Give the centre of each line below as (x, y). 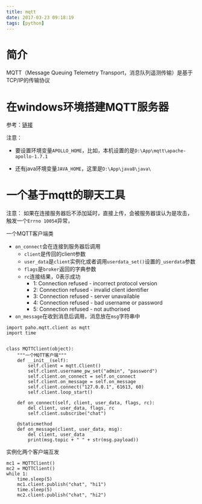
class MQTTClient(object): (40, 349)
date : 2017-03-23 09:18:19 (40, 18)
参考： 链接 (20, 125)
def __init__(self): (43, 361)
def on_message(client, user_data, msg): (70, 430)
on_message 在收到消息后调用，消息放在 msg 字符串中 (77, 316)
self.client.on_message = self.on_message (82, 382)
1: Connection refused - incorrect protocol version (95, 283)
